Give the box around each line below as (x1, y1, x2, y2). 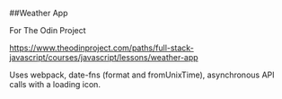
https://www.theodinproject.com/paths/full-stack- (9, 42, 195, 53)
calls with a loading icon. (9, 79, 101, 89)
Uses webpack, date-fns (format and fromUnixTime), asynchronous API (9, 69, 275, 80)
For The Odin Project (9, 25, 87, 35)
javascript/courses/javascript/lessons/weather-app (9, 52, 199, 62)
